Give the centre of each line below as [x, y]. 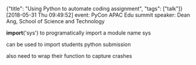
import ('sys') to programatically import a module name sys [79, 33]
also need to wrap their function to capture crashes [69, 56]
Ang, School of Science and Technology [56, 21]
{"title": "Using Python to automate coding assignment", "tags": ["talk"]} [94, 9]
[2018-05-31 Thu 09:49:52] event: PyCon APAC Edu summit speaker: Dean [98, 15]
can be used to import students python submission [69, 44]
